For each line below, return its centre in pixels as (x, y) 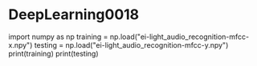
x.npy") (20, 45)
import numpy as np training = (58, 37)
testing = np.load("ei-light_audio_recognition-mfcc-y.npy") (131, 45)
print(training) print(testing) (53, 53)
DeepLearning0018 (74, 15)
